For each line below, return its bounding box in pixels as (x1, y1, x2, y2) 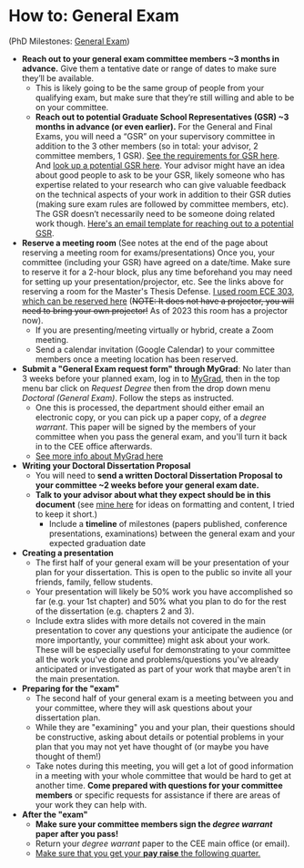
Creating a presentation (21, 547, 115, 558)
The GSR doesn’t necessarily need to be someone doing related (35, 208, 275, 219)
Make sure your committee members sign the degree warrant (35, 818, 273, 830)
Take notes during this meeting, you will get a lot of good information (35, 760, 294, 771)
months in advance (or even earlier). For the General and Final (35, 120, 273, 132)
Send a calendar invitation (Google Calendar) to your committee (35, 344, 275, 355)
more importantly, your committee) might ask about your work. (35, 635, 270, 646)
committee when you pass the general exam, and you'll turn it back (35, 430, 288, 442)
